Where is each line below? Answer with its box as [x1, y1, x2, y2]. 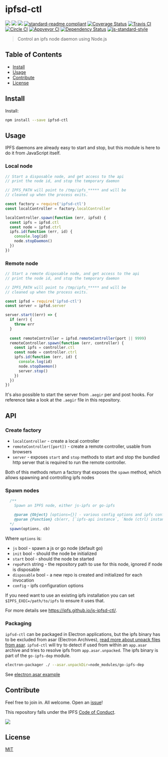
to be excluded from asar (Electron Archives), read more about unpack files [5, 636, 160, 642]
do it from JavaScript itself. [5, 150, 61, 156]
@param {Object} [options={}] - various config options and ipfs [14, 512, 153, 517]
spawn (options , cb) [9, 526, 50, 531]
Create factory [5, 426, 41, 433]
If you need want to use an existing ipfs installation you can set [5, 592, 135, 598]
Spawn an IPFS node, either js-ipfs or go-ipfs [14, 503, 115, 508]
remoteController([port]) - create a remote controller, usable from [12, 443, 151, 449]
